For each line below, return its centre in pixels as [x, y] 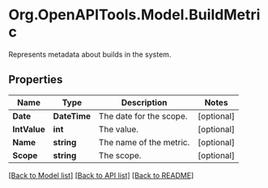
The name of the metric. [144, 142]
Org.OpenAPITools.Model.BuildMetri [134, 15]
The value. [119, 129]
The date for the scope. [143, 116]
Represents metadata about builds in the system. [90, 54]
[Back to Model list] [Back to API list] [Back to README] [101, 175]
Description [144, 102]
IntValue [29, 129]
